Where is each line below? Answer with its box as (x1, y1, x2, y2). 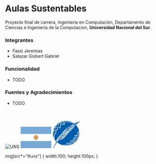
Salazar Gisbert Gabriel (12, 53, 60, 59)
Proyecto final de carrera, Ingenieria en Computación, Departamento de (5, 19, 151, 25)
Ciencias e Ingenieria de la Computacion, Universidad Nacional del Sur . (5, 24, 152, 30)
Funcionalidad (5, 66, 40, 72)
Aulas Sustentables (5, 3, 87, 14)
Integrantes (5, 36, 33, 43)
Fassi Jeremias (12, 48, 43, 54)
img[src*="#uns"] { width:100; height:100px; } (5, 153, 98, 159)
